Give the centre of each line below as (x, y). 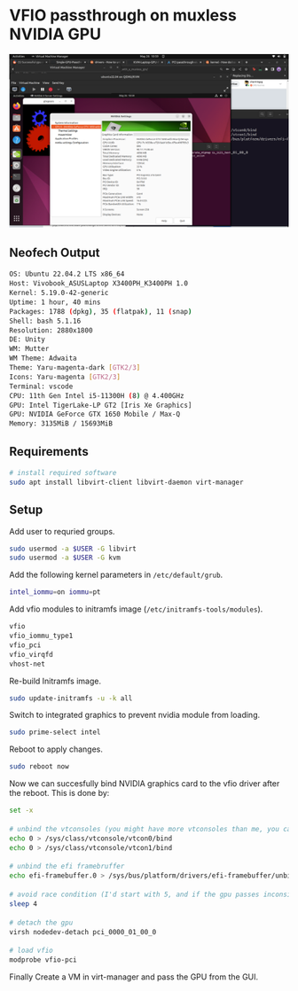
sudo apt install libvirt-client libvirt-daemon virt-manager (126, 482)
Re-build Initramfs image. (55, 681)
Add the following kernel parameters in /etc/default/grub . (116, 575)
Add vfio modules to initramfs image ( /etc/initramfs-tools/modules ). (136, 609)
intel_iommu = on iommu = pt (55, 592)
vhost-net (27, 664)
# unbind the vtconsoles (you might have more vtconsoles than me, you (144, 829)
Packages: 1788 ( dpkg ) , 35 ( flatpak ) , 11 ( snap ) (101, 311)
